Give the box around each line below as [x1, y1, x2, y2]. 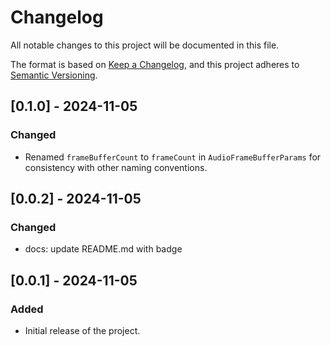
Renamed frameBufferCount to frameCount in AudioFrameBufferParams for [24, 151, 322, 163]
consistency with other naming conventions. [24, 161, 208, 173]
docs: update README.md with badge [24, 243, 183, 255]
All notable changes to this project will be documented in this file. [10, 39, 280, 51]
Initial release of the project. [24, 325, 141, 336]
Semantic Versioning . [10, 69, 98, 81]
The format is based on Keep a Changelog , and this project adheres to [10, 58, 300, 70]
